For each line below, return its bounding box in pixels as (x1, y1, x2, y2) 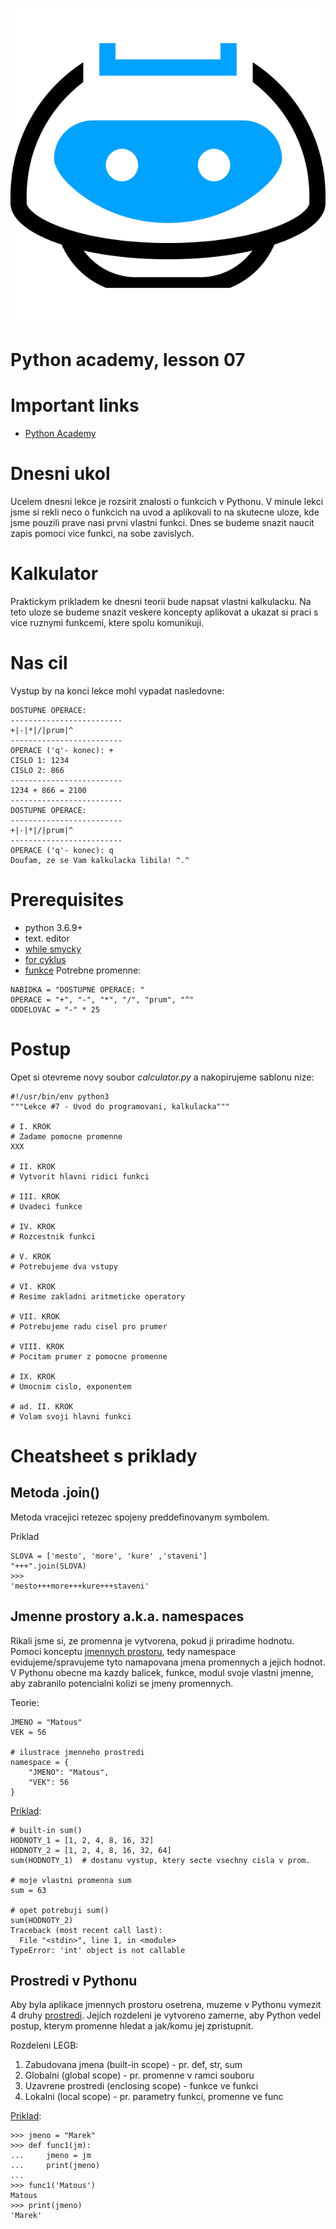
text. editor (24, 932, 70, 944)
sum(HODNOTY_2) (10, 1915, 74, 1925)
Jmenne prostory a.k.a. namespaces (10, 1608, 245, 1625)
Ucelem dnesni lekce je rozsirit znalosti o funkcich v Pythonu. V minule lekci (10, 496, 324, 508)
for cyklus (24, 953, 67, 965)
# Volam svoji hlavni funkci (10, 1411, 132, 1422)
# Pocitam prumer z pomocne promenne (10, 1351, 168, 1362)
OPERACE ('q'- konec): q (10, 845, 114, 855)
